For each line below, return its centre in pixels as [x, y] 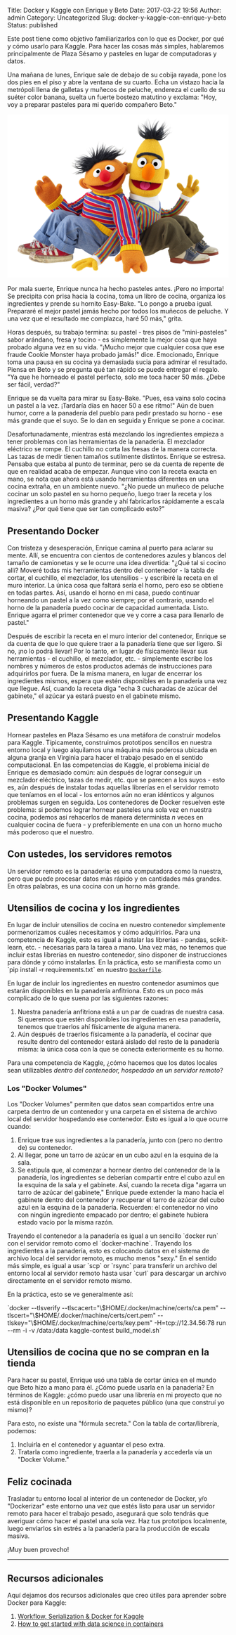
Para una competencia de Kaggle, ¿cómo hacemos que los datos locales [112, 1063]
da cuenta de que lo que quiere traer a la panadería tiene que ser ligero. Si [115, 643]
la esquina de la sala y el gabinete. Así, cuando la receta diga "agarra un [122, 1184]
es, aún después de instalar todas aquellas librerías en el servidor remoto [113, 787]
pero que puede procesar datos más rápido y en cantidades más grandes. [114, 879]
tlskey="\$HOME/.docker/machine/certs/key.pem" [80, 1323]
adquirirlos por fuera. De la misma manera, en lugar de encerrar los [105, 673]
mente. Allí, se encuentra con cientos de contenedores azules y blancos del [117, 555]
